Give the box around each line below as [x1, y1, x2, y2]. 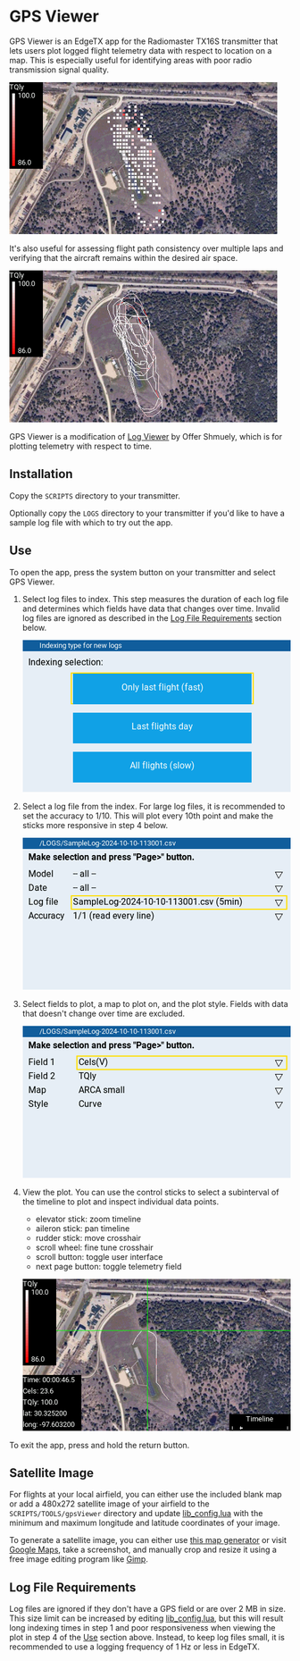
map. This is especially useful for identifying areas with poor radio [9, 55, 253, 65]
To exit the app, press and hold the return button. [9, 1439, 190, 1450]
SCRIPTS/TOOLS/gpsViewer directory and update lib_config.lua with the [9, 1508, 263, 1519]
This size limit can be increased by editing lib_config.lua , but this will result [9, 1613, 284, 1623]
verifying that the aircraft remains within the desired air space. [9, 252, 238, 263]
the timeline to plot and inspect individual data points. [21, 1195, 220, 1207]
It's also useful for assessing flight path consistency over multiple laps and [9, 243, 284, 254]
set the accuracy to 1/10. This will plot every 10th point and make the [21, 810, 274, 821]
